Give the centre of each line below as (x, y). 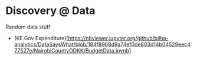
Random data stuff (28, 27)
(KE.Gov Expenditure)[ (41, 38)
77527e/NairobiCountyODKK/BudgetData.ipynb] (72, 50)
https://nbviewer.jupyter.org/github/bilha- (118, 38)
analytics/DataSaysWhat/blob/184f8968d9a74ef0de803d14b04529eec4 (102, 44)
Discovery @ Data (50, 11)
